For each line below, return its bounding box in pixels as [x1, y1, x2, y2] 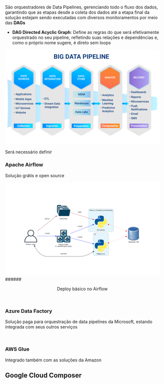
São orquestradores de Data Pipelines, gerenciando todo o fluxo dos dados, [5, 4, 158, 10]
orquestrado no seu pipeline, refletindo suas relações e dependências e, [12, 34, 159, 40]
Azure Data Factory [5, 307, 52, 314]
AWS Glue [5, 346, 30, 353]
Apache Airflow [5, 162, 43, 168]
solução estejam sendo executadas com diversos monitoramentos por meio [5, 15, 158, 20]
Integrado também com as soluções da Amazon [5, 357, 102, 363]
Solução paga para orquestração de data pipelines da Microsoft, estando [5, 319, 153, 325]
